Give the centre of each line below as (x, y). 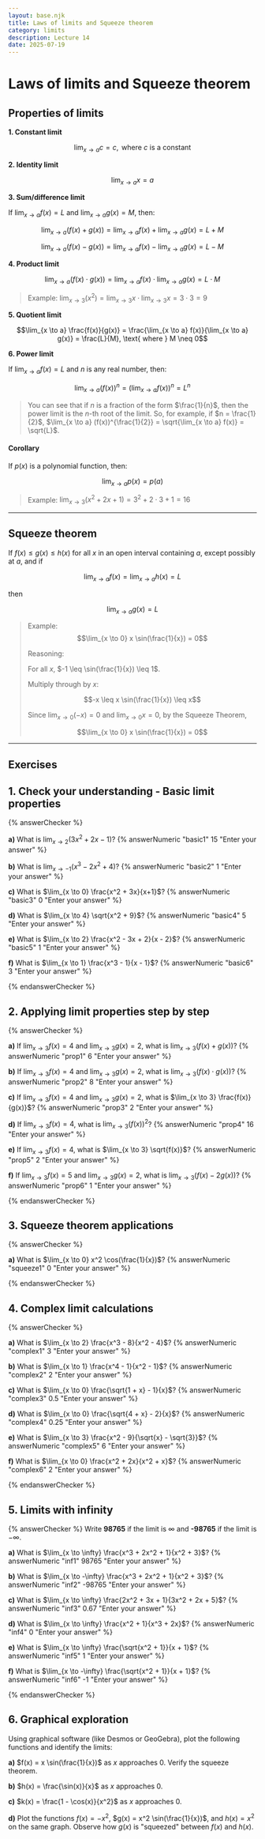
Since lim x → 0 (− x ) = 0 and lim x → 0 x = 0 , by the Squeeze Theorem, (137, 716)
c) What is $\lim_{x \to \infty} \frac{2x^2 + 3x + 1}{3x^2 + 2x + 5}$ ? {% (123, 1600)
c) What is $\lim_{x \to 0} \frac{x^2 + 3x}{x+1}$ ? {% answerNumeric (119, 892)
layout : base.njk (37, 15)
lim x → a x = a (132, 181)
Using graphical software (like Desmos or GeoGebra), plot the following (124, 1739)
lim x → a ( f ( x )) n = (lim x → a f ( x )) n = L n (132, 388)
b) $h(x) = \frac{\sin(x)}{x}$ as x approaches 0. (86, 1786)
